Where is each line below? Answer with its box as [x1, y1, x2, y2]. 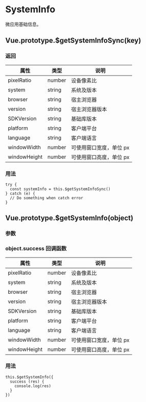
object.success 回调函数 [5, 245, 67, 252]
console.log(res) [14, 383, 52, 389]
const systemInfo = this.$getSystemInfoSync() [10, 186, 111, 192]
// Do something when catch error [10, 195, 83, 200]
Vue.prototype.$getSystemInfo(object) [5, 214, 134, 223]
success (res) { [10, 379, 44, 384]
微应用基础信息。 [5, 21, 41, 27]
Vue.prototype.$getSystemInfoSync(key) [5, 36, 141, 45]
